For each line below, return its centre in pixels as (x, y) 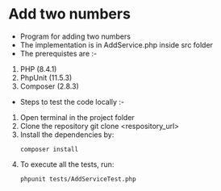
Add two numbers (70, 14)
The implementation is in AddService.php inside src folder (117, 44)
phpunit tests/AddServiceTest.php (78, 179)
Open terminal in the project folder (77, 117)
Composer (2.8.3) (49, 86)
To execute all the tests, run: (67, 164)
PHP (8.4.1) (38, 69)
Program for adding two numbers (75, 36)
